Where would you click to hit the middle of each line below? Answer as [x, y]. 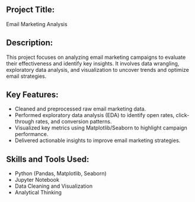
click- [183, 115]
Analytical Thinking [38, 192]
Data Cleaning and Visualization [54, 186]
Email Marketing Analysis [37, 24]
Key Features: [32, 95]
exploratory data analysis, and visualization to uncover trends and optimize [98, 70]
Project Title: [31, 10]
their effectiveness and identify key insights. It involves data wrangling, [93, 63]
